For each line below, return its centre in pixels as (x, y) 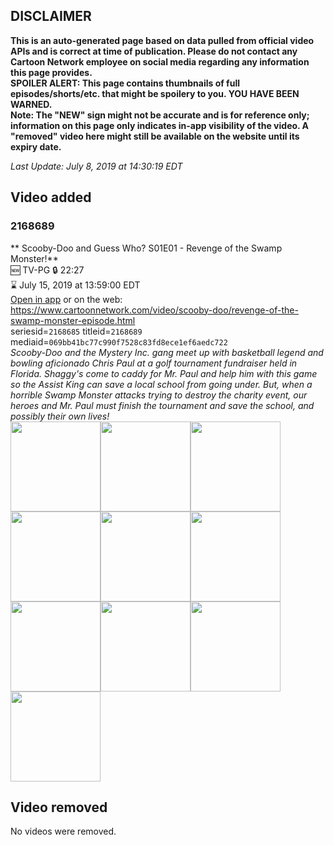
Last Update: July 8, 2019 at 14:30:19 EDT (96, 166)
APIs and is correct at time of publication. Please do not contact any (154, 51)
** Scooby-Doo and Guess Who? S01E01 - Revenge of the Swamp (146, 248)
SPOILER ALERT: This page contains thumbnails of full (125, 83)
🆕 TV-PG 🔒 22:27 (47, 270)
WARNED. (31, 104)
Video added (51, 197)
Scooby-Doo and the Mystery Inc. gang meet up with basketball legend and (167, 352)
